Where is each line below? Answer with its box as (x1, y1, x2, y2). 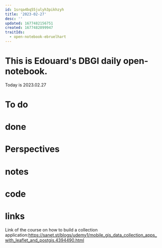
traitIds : (5, 30, 25, 35)
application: (5, 232, 29, 238)
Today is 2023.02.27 (5, 82, 46, 88)
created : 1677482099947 (5, 25, 54, 30)
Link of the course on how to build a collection (5, 227, 98, 232)
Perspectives (5, 144, 60, 155)
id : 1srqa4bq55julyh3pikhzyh (5, 7, 64, 12)
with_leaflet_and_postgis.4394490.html (5, 237, 84, 243)
